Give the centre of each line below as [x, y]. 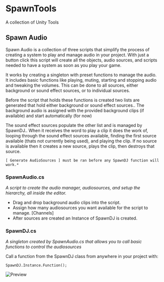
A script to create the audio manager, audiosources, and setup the [73, 188]
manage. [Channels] [33, 213]
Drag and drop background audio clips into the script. [67, 203]
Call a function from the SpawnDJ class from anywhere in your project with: [82, 256]
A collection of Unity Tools [32, 22]
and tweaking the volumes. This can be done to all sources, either [72, 85]
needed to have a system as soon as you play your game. [64, 65]
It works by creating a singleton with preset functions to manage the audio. [81, 75]
